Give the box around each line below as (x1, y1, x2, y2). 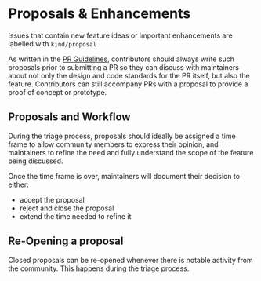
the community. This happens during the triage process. (8, 264, 190, 273)
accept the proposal (19, 195, 85, 204)
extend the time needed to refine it (19, 211, 132, 221)
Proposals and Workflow (8, 111, 131, 124)
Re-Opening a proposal (8, 235, 124, 248)
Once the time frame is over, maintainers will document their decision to (8, 171, 241, 181)
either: (8, 180, 29, 189)
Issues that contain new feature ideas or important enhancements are (8, 31, 233, 40)
